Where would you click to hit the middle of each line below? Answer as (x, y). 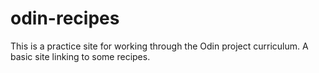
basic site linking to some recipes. (80, 56)
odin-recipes (65, 18)
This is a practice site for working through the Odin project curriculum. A (159, 46)
